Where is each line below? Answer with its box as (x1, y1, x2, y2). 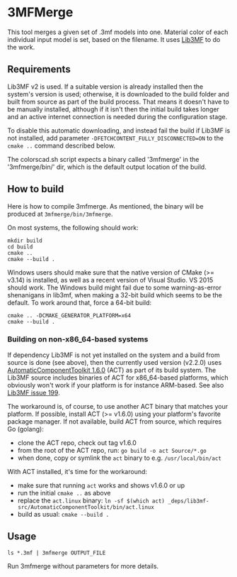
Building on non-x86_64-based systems (7, 334, 149, 344)
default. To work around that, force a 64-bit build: (7, 298, 152, 307)
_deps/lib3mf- (167, 498, 209, 505)
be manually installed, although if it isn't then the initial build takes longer (7, 104, 219, 114)
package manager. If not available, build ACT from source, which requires (7, 417, 222, 426)
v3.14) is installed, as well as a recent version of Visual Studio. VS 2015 (7, 275, 214, 284)
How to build (7, 183, 64, 195)
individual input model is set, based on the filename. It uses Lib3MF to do (7, 35, 221, 43)
